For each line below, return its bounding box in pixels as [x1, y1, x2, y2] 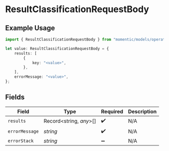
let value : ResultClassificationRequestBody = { [5, 46, 109, 51]
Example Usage [5, 24, 55, 32]
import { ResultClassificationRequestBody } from [5, 37, 112, 42]
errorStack [8, 138, 34, 143]
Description [128, 108, 157, 115]
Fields [5, 93, 25, 102]
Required [101, 108, 123, 115]
